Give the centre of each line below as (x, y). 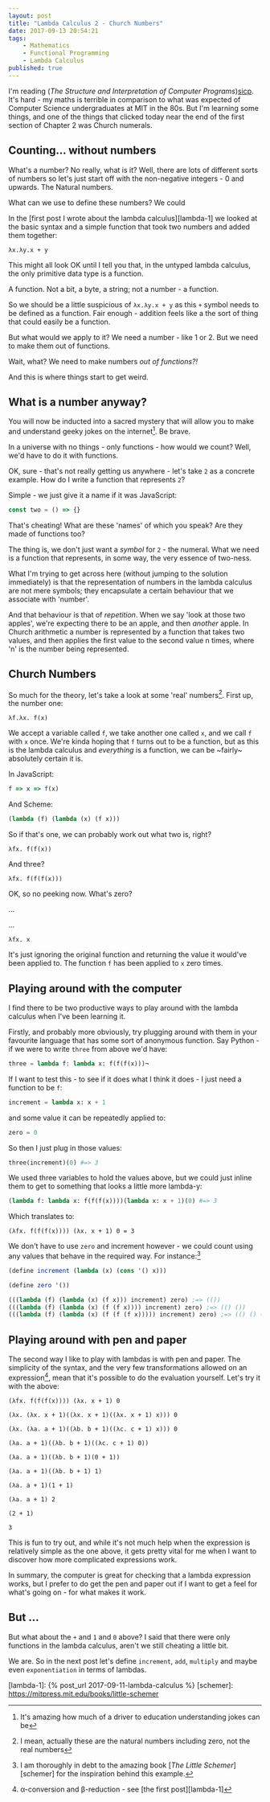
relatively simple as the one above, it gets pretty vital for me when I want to (133, 1551)
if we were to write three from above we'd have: (88, 1049)
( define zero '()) (39, 1285)
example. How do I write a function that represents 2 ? (97, 480)
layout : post (30, 16)
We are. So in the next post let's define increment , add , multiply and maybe (133, 1660)
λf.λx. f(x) (28, 718)
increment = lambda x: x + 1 (57, 1102)
